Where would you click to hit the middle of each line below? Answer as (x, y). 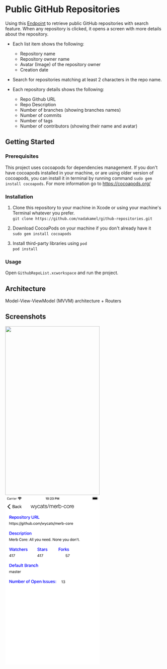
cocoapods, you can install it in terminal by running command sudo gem (79, 178)
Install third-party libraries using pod (50, 243)
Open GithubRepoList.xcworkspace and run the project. (62, 273)
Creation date (34, 70)
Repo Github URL (38, 99)
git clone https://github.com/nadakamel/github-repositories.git (82, 218)
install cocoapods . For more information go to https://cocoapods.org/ (78, 184)
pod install (25, 249)
